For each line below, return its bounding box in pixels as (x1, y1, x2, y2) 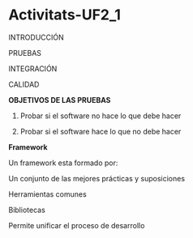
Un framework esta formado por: (8, 158, 118, 168)
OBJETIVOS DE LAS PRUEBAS (8, 95, 111, 104)
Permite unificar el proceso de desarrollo (8, 220, 145, 230)
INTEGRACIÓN (8, 63, 58, 74)
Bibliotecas (8, 205, 46, 215)
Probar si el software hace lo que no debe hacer (19, 126, 182, 136)
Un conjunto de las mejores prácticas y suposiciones (8, 173, 185, 183)
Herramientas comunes (8, 189, 87, 199)
